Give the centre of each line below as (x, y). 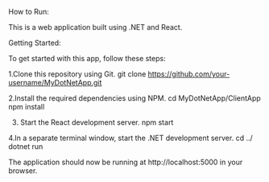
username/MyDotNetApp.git (55, 83)
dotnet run (26, 147)
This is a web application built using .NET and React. (95, 27)
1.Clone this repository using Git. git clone (77, 74)
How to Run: (29, 12)
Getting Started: (35, 43)
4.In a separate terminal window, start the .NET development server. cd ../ (131, 138)
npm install (27, 107)
